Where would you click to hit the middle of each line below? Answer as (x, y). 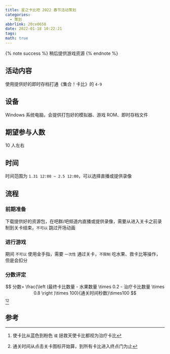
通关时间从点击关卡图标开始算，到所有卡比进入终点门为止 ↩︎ (75, 346)
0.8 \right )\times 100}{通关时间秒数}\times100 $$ (85, 293)
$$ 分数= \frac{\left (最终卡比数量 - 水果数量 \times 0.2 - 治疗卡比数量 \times (85, 287)
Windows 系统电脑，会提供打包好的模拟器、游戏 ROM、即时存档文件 (77, 115)
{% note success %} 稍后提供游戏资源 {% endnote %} (62, 53)
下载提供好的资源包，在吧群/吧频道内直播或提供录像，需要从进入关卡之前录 (84, 221)
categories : (18, 15)
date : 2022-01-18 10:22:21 (34, 29)
